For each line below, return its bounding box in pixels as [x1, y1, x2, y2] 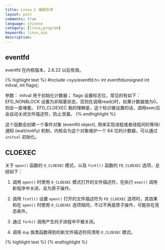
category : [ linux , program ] [5, 26, 61, 31]
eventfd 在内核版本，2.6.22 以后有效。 [5, 67, 84, 73]
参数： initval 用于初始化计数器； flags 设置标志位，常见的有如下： [5, 92, 141, 98]
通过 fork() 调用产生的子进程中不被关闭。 [12, 218, 98, 224]
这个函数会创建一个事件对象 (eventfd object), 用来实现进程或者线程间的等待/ [5, 121, 160, 127]
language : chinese [5, 21, 43, 26]
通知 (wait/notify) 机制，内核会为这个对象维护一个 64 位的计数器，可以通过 [5, 127, 158, 134]
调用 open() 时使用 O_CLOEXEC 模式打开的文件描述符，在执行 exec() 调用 [12, 179, 158, 185]
